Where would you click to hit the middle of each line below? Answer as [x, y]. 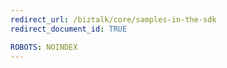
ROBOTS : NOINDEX [44, 47]
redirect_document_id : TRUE [69, 29]
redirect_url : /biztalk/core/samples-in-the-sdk [113, 19]
